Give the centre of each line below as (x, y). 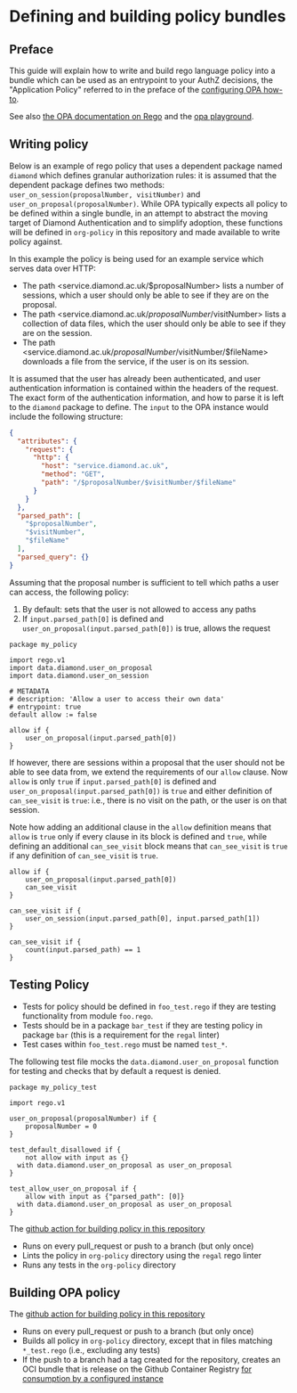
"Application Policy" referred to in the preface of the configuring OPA (136, 90)
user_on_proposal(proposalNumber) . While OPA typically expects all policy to (148, 203)
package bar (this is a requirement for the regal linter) (121, 1035)
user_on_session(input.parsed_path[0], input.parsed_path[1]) (143, 918)
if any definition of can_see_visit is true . (84, 855)
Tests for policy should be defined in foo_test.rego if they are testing (149, 1006)
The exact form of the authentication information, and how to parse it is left (147, 397)
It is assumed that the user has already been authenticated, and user (135, 378)
